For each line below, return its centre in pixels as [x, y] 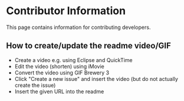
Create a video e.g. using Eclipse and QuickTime [73, 60]
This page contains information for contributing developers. [78, 27]
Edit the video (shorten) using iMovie [59, 66]
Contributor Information [66, 11]
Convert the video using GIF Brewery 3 [62, 73]
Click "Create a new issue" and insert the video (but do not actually [96, 79]
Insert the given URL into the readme [59, 91]
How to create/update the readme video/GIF [88, 46]
